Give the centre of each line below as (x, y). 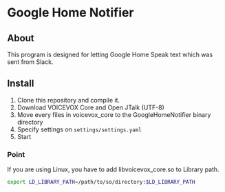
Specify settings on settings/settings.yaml (79, 129)
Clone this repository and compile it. (68, 100)
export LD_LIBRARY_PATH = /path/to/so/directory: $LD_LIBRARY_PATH (101, 182)
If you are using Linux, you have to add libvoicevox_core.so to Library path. (113, 169)
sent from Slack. (30, 62)
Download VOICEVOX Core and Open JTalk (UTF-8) (91, 107)
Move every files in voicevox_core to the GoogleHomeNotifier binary (114, 114)
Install (21, 84)
